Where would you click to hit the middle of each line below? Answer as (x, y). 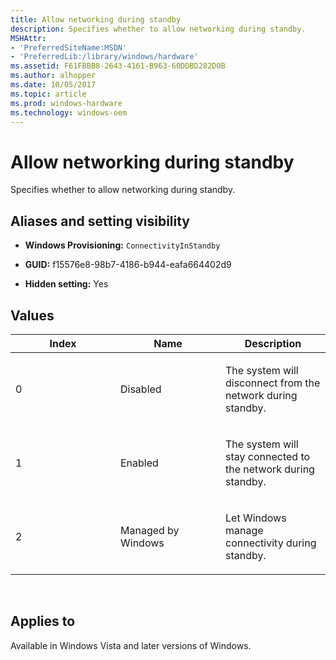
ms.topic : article (48, 94)
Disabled (141, 389)
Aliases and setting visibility (100, 221)
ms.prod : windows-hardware (66, 103)
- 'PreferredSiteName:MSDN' (69, 47)
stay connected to (268, 456)
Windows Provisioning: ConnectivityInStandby (122, 245)
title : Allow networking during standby (96, 19)
